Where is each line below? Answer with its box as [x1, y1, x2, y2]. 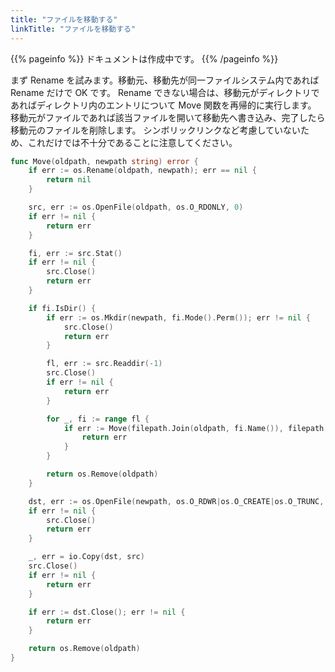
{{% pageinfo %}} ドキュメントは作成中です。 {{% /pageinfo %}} [10, 52, 279, 65]
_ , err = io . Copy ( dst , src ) [28, 552, 145, 562]
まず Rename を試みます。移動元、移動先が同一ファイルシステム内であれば [10, 74, 320, 86]
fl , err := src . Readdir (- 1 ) [46, 359, 163, 369]
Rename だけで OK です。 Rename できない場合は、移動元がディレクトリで [10, 86, 320, 98]
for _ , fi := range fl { [46, 414, 150, 424]
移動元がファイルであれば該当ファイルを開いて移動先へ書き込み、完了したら [10, 111, 326, 123]
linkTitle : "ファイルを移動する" [10, 24, 137, 34]
